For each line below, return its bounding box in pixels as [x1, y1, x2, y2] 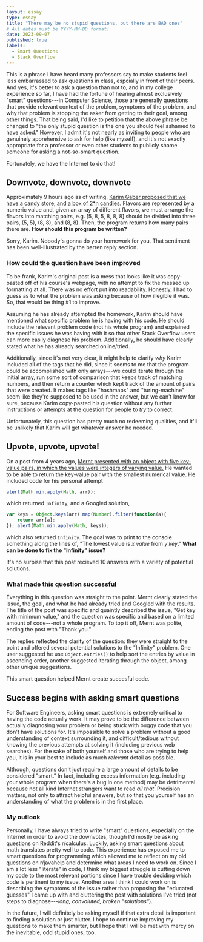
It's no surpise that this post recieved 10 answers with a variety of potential [6, 559, 193, 566]
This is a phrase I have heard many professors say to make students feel [6, 70, 187, 78]
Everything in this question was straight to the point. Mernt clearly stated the [6, 594, 198, 601]
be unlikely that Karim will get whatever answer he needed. [6, 424, 154, 431]
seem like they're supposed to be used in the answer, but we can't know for [6, 392, 196, 400]
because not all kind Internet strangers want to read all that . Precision [6, 785, 181, 792]
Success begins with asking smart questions [6, 693, 179, 703]
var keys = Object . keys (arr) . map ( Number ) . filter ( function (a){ [6, 511, 167, 517]
